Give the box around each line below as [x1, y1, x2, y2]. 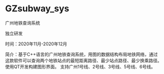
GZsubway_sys [5, 3, 70, 14]
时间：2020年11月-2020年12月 [5, 40, 68, 47]
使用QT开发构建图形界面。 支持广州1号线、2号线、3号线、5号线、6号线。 [5, 64, 156, 70]
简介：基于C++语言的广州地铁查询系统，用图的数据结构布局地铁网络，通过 [5, 51, 158, 57]
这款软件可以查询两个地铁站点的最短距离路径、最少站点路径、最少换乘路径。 [5, 57, 162, 63]
